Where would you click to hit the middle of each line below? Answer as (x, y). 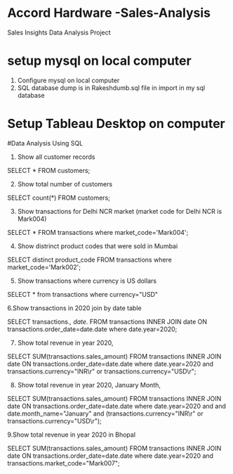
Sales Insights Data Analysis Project (59, 32)
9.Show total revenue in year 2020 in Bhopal (71, 435)
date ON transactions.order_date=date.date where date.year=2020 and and (117, 406)
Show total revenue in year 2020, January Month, (89, 385)
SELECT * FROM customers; (49, 170)
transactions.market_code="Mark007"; (64, 463)
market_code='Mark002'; (44, 267)
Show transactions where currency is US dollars (87, 281)
